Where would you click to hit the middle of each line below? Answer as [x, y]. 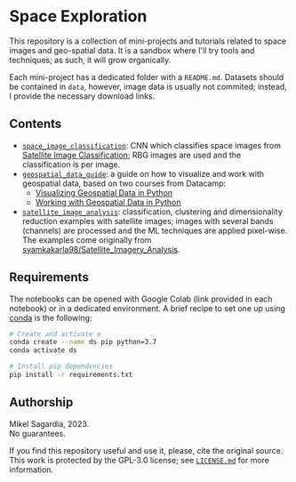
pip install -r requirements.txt [71, 375]
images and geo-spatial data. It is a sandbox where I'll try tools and [132, 50]
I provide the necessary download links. [82, 96]
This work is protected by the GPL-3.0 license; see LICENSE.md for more [139, 460]
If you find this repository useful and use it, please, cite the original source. [146, 450]
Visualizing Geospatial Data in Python [104, 192]
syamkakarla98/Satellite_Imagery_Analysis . [101, 249]
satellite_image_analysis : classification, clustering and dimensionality [152, 212]
